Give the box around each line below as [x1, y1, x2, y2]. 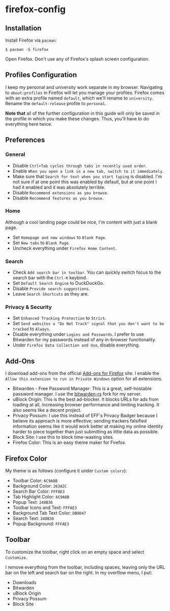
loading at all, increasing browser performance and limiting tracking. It [12, 402, 160, 408]
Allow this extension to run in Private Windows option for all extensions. [5, 376, 163, 382]
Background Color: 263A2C [12, 483, 67, 489]
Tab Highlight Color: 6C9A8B [12, 494, 70, 500]
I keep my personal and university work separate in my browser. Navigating [5, 84, 163, 90]
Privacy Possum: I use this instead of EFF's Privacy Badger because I [12, 412, 158, 419]
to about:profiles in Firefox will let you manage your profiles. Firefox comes [5, 89, 165, 95]
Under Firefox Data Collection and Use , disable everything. [12, 342, 140, 348]
